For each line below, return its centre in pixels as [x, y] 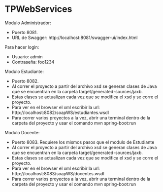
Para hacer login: [22, 47]
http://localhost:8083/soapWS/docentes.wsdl [58, 173]
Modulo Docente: [22, 132]
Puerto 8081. [25, 32]
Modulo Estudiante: [24, 71]
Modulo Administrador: [28, 23]
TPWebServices [38, 9]
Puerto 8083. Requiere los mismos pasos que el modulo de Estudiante [83, 142]
